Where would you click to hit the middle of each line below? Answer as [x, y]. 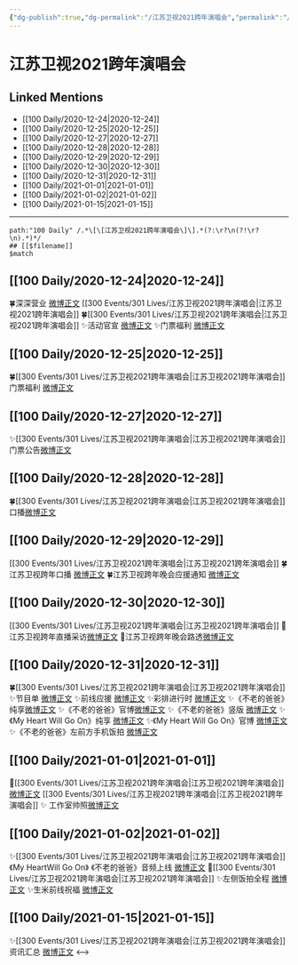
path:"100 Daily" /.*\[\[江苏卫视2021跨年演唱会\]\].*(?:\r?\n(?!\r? [134, 230]
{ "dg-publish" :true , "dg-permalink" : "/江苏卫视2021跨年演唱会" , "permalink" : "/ [150, 17]
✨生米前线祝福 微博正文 [70, 889]
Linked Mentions [56, 97]
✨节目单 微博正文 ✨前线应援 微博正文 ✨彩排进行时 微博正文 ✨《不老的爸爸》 [149, 698]
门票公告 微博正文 [40, 450]
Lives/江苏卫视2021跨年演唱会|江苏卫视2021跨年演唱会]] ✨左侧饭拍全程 [140, 878]
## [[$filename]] [41, 245]
